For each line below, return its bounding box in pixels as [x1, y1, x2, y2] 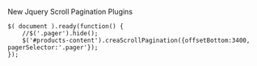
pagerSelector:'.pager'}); [7, 43, 99, 52]
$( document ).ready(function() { [7, 23, 124, 31]
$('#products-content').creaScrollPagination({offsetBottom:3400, [22, 36, 251, 44]
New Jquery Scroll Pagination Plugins [7, 7, 133, 16]
